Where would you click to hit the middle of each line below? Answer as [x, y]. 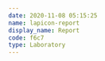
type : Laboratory [37, 45]
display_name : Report [44, 30]
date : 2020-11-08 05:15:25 [53, 15]
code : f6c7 [26, 38]
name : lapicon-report [44, 23]
